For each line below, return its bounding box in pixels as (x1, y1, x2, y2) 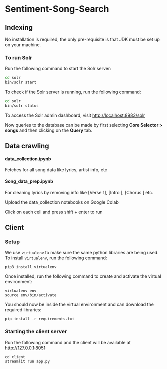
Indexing (5, 23, 33, 32)
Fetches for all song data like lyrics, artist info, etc (5, 167, 107, 173)
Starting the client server (5, 328, 67, 335)
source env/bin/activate (5, 293, 57, 298)
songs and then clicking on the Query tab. (5, 127, 93, 133)
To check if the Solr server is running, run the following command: (5, 89, 141, 95)
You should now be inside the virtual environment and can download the (5, 301, 154, 308)
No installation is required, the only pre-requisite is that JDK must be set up (5, 36, 160, 42)
